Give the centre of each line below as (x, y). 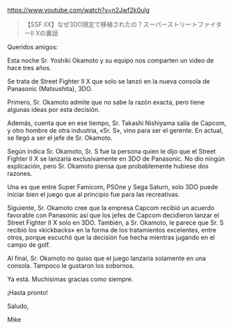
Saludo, (18, 306)
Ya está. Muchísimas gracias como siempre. (70, 279)
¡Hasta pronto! (28, 292)
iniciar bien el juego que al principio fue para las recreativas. (94, 194)
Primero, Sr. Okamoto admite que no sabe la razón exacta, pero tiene (106, 102)
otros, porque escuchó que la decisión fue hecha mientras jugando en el (111, 237)
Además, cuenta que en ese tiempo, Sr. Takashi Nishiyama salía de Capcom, (117, 123)
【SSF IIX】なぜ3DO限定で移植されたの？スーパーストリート (111, 24)
